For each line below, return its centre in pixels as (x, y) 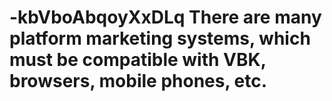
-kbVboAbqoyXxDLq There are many (165, 17)
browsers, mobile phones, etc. (138, 81)
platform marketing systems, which (160, 38)
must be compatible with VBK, (138, 60)
